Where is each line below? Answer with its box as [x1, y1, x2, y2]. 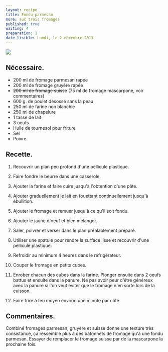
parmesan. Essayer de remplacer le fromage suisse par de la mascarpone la [6, 336, 163, 342]
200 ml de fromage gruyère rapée [13, 82, 83, 88]
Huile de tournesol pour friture [13, 125, 76, 131]
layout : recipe [6, 7, 38, 13]
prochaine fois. [6, 341, 37, 347]
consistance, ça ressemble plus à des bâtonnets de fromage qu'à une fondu [6, 330, 163, 337]
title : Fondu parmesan [6, 12, 53, 17]
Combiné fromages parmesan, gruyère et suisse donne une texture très [6, 325, 154, 331]
